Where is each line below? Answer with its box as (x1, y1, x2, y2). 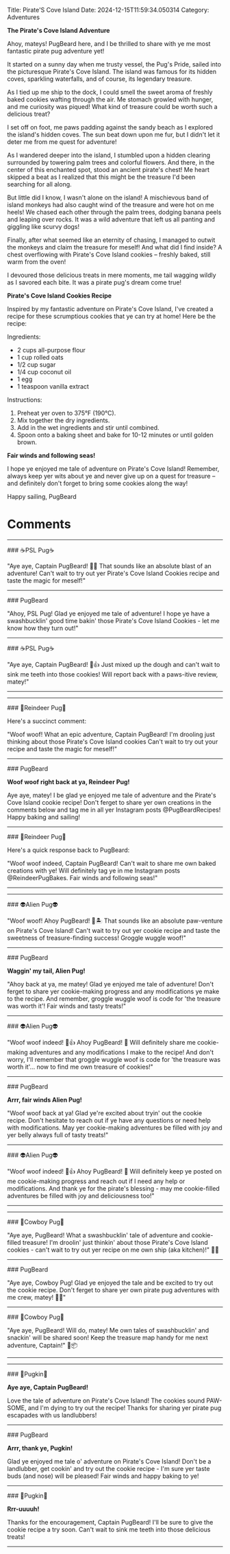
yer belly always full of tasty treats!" (7, 1130, 109, 1139)
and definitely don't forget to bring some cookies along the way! (7, 479, 188, 487)
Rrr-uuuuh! (7, 1505, 40, 1513)
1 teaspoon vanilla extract (16, 383, 89, 390)
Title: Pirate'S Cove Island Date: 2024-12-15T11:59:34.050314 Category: (7, 6, 209, 14)
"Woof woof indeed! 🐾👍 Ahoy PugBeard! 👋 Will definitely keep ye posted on (7, 1167, 222, 1175)
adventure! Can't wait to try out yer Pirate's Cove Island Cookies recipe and (7, 569, 220, 577)
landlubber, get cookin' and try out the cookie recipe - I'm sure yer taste (7, 1464, 210, 1472)
